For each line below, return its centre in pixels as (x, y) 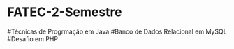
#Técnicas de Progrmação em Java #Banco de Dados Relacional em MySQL (117, 31)
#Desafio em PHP (32, 38)
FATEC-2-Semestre (65, 12)
